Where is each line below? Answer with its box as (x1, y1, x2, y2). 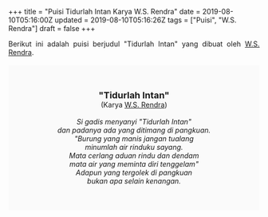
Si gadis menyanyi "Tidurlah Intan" (76, 117, 192, 126)
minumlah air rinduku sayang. (85, 143, 183, 152)
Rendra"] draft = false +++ (8, 24, 96, 33)
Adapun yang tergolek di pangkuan (75, 168, 193, 177)
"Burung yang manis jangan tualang (74, 134, 194, 143)
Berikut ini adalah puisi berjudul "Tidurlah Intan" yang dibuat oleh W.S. (8, 39, 260, 49)
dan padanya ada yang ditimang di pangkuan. (57, 125, 211, 135)
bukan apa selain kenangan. (87, 176, 181, 186)
